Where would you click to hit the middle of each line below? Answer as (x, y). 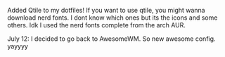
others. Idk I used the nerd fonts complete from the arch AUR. (97, 25)
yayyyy (18, 46)
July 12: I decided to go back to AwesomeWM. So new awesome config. (111, 39)
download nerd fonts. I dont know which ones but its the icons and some (112, 18)
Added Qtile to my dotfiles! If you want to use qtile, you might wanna (106, 10)
